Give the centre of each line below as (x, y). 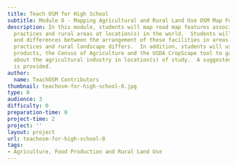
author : (19, 73)
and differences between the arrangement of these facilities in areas (121, 40)
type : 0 (19, 93)
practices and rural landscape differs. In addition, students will (118, 47)
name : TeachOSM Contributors (56, 79)
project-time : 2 (31, 119)
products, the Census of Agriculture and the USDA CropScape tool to (118, 54)
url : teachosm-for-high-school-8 (56, 138)
